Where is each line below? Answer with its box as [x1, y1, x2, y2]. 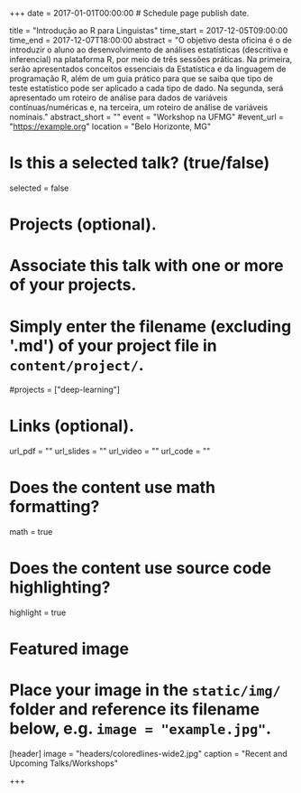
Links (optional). [9, 415, 135, 436]
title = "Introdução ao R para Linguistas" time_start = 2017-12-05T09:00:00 [9, 25, 288, 35]
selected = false [9, 182, 69, 193]
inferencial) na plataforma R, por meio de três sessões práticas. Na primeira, [9, 54, 293, 64]
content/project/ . [9, 354, 144, 375]
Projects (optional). [9, 214, 158, 235]
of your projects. [9, 275, 137, 295]
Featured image [9, 639, 129, 659]
